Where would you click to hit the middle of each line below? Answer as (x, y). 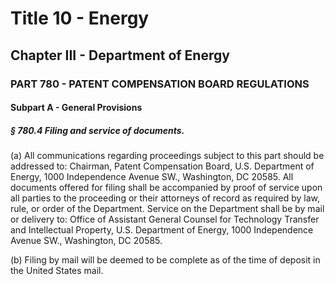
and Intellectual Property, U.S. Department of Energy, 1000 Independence (162, 230)
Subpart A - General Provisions (76, 108)
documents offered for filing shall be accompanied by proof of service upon (166, 188)
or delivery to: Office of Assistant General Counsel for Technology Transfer (165, 219)
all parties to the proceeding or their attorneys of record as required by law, (165, 198)
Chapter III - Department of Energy (120, 55)
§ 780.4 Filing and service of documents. (97, 130)
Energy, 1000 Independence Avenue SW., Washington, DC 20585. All (152, 177)
